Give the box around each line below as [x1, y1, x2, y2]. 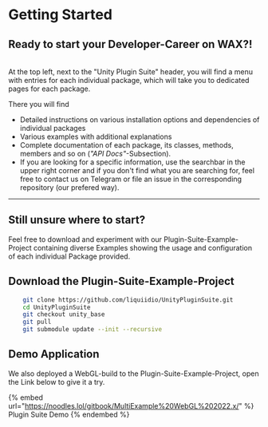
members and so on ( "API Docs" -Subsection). [19, 149, 171, 158]
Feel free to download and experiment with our [8, 234, 162, 244]
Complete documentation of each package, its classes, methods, [19, 140, 234, 149]
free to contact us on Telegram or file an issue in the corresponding [19, 174, 242, 184]
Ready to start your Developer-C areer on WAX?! [8, 38, 253, 51]
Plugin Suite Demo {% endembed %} [8, 409, 130, 419]
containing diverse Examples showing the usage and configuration [33, 243, 253, 252]
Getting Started [8, 6, 113, 24]
